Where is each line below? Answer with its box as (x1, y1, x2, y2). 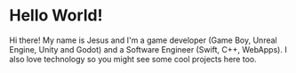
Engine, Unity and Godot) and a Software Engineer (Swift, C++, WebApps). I (9, 44, 287, 54)
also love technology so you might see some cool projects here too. (9, 53, 257, 64)
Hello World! (9, 5, 103, 26)
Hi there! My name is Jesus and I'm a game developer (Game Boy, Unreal (9, 35, 277, 45)
